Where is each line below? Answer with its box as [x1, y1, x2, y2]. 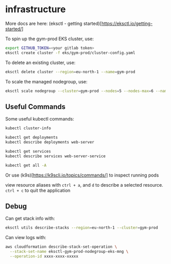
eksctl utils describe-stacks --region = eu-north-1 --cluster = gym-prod [5, 225, 158, 230]
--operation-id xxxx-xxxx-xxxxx [10, 253, 79, 259]
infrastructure [5, 4, 66, 15]
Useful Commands [5, 102, 66, 111]
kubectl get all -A [5, 163, 47, 168]
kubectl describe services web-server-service [5, 154, 106, 159]
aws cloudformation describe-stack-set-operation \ [5, 244, 117, 250]
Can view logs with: [5, 234, 47, 241]
